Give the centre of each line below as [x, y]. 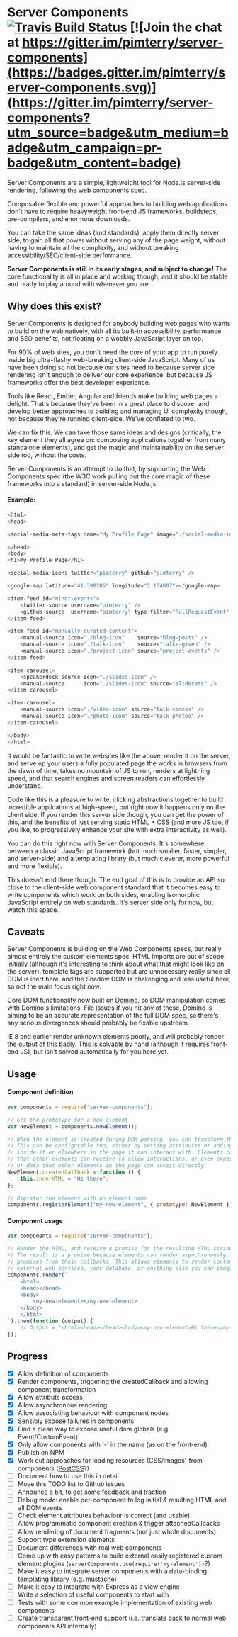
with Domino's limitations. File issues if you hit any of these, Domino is [110, 1008]
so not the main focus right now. [54, 986]
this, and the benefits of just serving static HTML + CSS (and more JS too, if [118, 822]
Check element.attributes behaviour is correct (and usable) [104, 1515]
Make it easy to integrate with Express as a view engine [98, 1586]
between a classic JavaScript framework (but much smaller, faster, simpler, [117, 850]
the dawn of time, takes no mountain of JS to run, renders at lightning [109, 770]
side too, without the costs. [47, 455]
